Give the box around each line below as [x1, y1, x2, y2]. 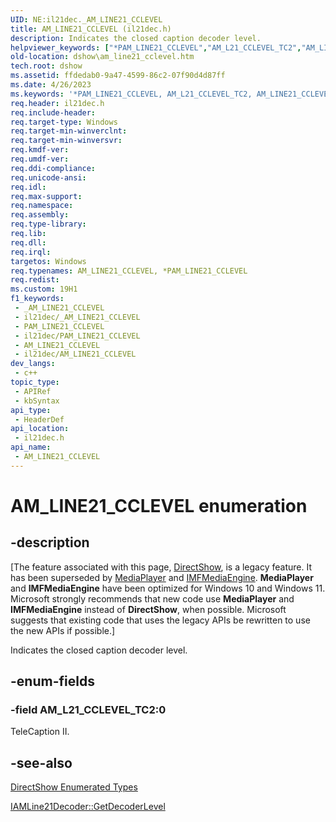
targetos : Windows [10, 256, 87, 266]
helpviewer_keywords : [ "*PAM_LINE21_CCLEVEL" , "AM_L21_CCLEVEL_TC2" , [10, 42, 302, 53]
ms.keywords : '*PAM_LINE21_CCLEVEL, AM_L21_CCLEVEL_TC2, [10, 89, 253, 99]
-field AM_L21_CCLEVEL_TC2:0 [10, 703, 167, 717]
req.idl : [10, 182, 47, 192]
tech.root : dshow [10, 61, 83, 71]
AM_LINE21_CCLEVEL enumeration [10, 494, 308, 517]
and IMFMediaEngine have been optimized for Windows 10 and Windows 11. [10, 582, 326, 594]
